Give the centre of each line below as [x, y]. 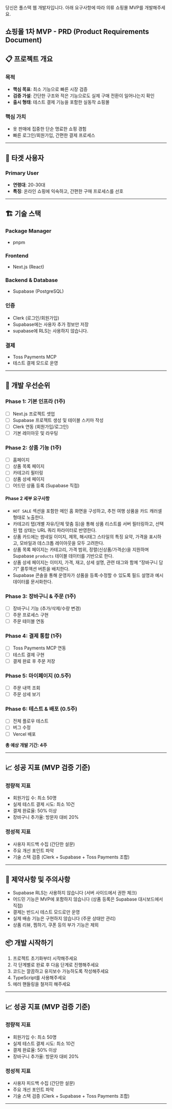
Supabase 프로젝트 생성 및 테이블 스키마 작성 [58, 420]
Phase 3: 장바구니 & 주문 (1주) [41, 596]
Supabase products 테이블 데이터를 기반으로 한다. [63, 556]
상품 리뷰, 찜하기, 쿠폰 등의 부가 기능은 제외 [56, 925]
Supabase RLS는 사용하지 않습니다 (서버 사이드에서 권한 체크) [75, 893]
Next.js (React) [28, 267]
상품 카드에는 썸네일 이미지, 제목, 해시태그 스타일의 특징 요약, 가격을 [80, 536]
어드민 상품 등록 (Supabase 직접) [46, 486]
